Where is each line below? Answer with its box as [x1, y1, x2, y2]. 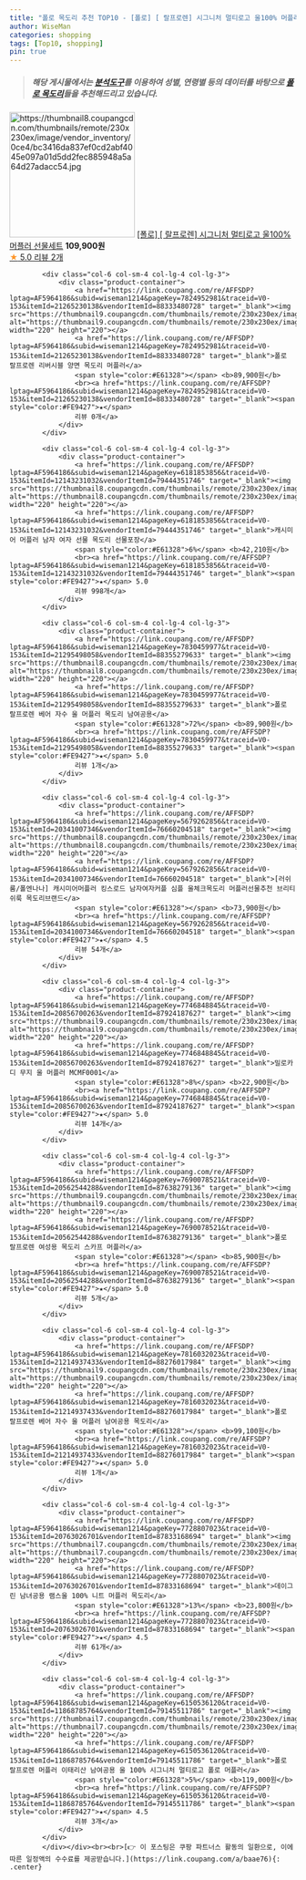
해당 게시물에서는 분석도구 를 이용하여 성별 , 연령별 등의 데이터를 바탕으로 [31, 77, 285, 88]
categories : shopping [9, 30, 92, 39]
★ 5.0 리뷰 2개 [9, 252, 64, 263]
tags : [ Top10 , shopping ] [9, 38, 104, 48]
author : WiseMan [9, 22, 71, 31]
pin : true [9, 47, 47, 57]
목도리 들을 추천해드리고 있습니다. [40, 88, 158, 98]
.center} [9, 1863, 43, 1872]
